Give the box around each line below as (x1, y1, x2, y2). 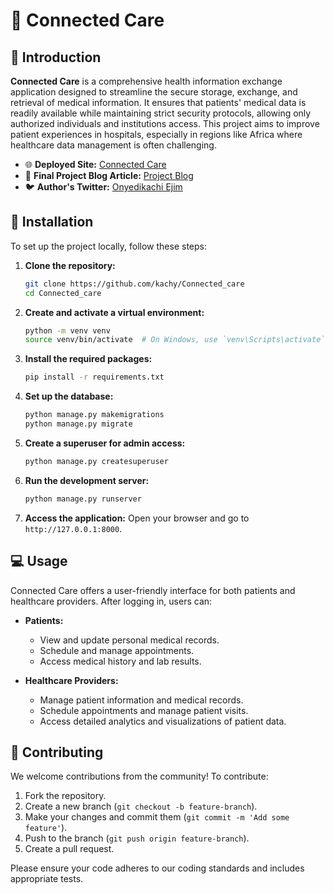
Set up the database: (24, 390, 114, 403)
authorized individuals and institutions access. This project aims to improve (10, 118, 320, 129)
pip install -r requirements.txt (24, 372, 165, 383)
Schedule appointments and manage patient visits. (39, 704, 249, 716)
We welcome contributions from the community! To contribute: (10, 770, 269, 783)
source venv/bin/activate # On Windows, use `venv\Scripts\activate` (24, 335, 326, 345)
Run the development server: (24, 474, 150, 486)
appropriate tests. (10, 873, 84, 885)
